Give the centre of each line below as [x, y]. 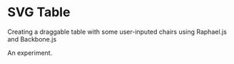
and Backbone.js [32, 39]
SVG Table [39, 12]
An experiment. [30, 53]
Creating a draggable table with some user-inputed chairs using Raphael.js [117, 32]
